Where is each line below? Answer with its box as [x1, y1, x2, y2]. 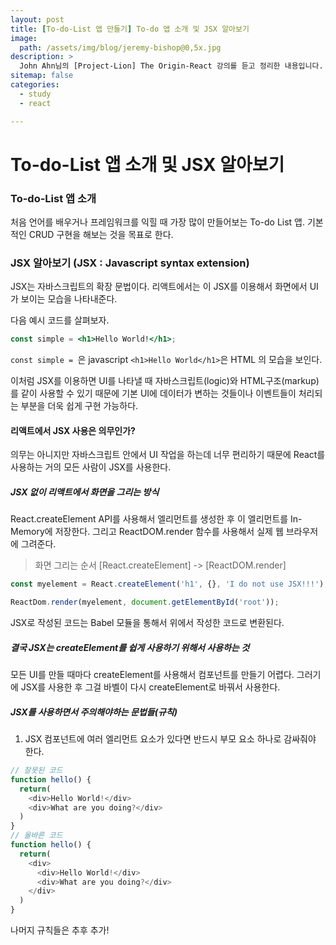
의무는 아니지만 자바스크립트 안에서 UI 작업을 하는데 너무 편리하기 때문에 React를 [10, 449, 326, 461]
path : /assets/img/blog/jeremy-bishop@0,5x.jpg [19, 42, 222, 53]
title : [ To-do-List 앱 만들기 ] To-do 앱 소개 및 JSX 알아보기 [10, 24, 250, 34]
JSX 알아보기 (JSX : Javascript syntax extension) [10, 256, 250, 270]
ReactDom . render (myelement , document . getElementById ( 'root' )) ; [10, 597, 280, 608]
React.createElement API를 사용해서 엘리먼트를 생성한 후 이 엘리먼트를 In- [10, 513, 303, 525]
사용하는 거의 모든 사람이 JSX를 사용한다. [10, 461, 172, 473]
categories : [10, 80, 60, 90]
